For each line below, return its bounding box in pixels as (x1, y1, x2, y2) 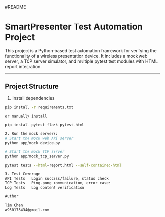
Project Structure (5, 82, 59, 91)
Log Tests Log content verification (5, 185, 84, 190)
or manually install (5, 114, 48, 119)
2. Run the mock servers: (5, 131, 58, 136)
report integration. (5, 63, 42, 69)
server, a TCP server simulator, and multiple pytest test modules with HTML (5, 58, 158, 64)
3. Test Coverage (5, 171, 41, 176)
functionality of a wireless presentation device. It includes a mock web (5, 53, 148, 59)
